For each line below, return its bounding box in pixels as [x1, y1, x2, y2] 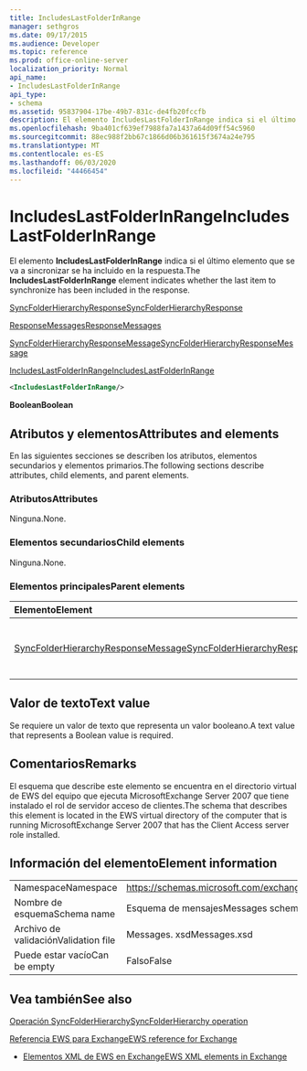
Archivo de [14, 923, 61, 936]
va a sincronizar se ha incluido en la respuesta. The [9, 265, 201, 276]
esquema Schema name [14, 907, 116, 920]
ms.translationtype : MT [9, 141, 101, 150]
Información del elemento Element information [9, 855, 278, 871]
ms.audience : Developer [9, 38, 101, 48]
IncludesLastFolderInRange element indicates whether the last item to [9, 275, 277, 286]
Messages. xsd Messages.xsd [126, 928, 253, 941]
